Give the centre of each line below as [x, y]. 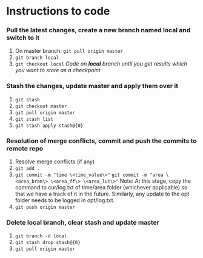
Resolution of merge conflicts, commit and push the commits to [101, 141]
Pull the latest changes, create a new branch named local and [98, 30]
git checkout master [41, 106]
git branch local [37, 58]
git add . [28, 169]
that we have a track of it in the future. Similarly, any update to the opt [102, 194]
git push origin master [45, 208]
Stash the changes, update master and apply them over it [92, 86]
